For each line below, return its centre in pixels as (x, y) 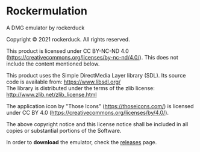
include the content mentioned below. (53, 64)
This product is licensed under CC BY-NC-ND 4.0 (68, 51)
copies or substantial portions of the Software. (64, 130)
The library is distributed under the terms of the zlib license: (81, 88)
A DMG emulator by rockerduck (45, 28)
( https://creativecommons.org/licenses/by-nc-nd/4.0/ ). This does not (92, 57)
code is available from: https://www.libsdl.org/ (64, 82)
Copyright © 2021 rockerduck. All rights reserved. (68, 39)
